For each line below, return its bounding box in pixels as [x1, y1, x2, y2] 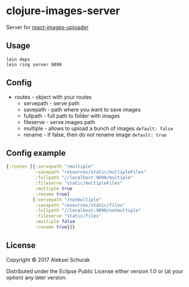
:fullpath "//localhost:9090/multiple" [35, 175, 133, 181]
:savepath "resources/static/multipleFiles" [35, 169, 146, 175]
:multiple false [35, 218, 76, 225]
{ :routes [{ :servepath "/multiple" [6, 164, 94, 169]
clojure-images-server [6, 4, 120, 18]
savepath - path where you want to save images [23, 106, 141, 113]
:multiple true [35, 185, 73, 191]
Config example [6, 148, 66, 158]
